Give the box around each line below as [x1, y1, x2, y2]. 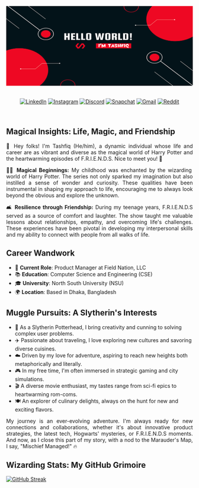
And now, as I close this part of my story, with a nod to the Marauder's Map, [6, 436, 193, 444]
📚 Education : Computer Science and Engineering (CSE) [14, 270, 153, 278]
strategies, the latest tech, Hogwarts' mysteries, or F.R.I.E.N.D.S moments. [6, 430, 193, 437]
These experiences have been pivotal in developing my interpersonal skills [6, 225, 193, 232]
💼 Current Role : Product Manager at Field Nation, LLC [14, 264, 146, 271]
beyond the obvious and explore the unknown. [6, 192, 120, 199]
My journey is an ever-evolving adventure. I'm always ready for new [6, 417, 193, 425]
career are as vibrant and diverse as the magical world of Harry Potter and [6, 148, 193, 156]
